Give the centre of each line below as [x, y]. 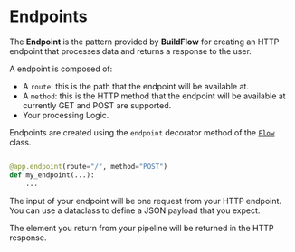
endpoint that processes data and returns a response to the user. [130, 51]
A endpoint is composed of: [61, 69]
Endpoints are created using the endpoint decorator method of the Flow [142, 132]
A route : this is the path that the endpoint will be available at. [135, 86]
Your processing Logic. [66, 115]
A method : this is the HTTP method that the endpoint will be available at [154, 96]
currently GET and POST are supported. [97, 105]
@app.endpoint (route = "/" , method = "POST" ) [89, 166]
